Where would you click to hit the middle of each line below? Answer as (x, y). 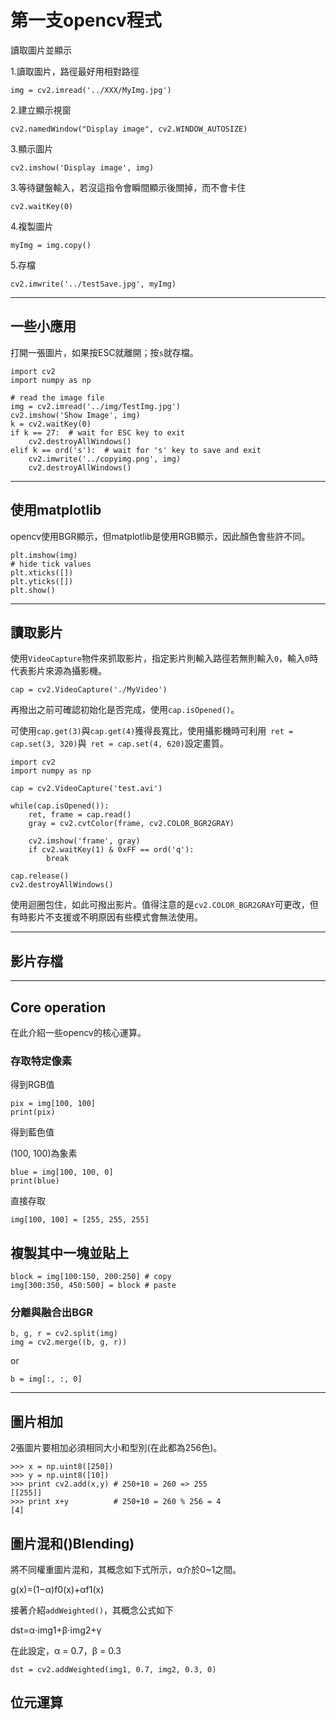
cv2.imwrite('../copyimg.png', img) (105, 459)
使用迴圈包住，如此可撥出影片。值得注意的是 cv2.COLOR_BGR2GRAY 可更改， (160, 905)
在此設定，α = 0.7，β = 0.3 (66, 1651)
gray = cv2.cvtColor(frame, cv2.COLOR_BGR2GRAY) (131, 824)
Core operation (58, 1007)
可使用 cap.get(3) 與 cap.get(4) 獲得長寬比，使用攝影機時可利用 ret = (152, 731)
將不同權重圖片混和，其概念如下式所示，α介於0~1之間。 (126, 1570)
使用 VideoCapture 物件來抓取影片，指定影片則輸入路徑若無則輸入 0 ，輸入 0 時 (164, 658)
